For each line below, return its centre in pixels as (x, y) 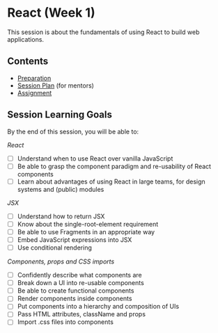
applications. (25, 39)
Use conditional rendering (55, 247)
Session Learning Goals (60, 115)
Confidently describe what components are (79, 275)
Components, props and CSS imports (61, 261)
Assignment (34, 92)
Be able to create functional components (76, 291)
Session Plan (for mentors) (55, 86)
